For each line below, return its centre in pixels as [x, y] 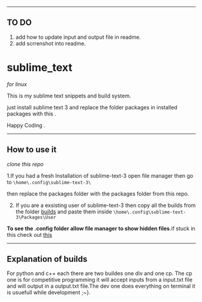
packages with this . [31, 114]
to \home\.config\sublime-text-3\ [49, 182]
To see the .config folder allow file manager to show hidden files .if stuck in [101, 228]
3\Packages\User [36, 217]
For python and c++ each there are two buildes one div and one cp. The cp [100, 273]
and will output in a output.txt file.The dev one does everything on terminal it [101, 286]
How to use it [32, 150]
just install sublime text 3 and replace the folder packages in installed [92, 107]
